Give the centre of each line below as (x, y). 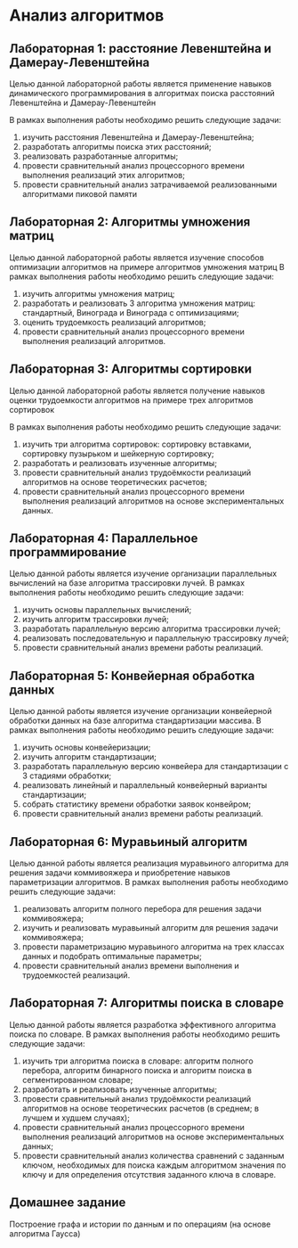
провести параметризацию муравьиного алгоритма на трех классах (153, 947)
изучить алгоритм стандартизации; (89, 757)
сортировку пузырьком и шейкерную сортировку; (118, 453)
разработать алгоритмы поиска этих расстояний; (117, 147)
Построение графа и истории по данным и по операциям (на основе (140, 1224)
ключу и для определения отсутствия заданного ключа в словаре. (149, 1174)
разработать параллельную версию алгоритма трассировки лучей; (151, 628)
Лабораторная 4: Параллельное (104, 539)
